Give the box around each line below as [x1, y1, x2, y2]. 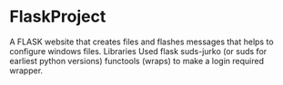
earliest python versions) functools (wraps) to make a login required [9, 55, 264, 66]
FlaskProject [9, 6, 106, 27]
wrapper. [9, 65, 44, 76]
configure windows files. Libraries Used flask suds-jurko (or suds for [9, 45, 268, 56]
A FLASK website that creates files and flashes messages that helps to [9, 36, 275, 47]
